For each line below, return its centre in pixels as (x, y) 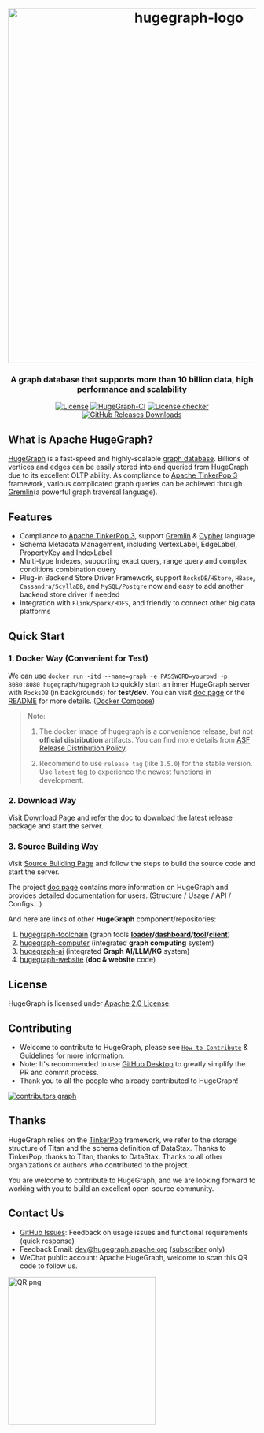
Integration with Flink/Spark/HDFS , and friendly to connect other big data (137, 603)
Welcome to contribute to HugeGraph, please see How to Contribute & (134, 1048)
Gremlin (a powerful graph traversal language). (83, 492)
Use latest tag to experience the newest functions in (125, 772)
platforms (35, 612)
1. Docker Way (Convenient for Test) (79, 658)
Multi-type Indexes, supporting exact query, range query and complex (133, 561)
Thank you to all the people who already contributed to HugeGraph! (129, 1081)
